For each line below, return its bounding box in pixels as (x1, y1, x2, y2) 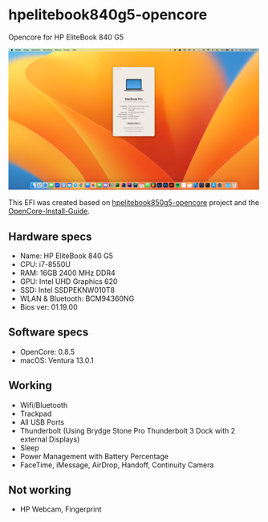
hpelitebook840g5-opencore (8, 6, 208, 24)
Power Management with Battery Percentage (19, 451, 169, 461)
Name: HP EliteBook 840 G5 (19, 251, 114, 261)
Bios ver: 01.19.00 (19, 302, 78, 311)
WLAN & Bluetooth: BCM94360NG (19, 294, 135, 303)
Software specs (8, 326, 89, 339)
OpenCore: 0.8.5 (19, 347, 75, 356)
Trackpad (19, 409, 52, 418)
